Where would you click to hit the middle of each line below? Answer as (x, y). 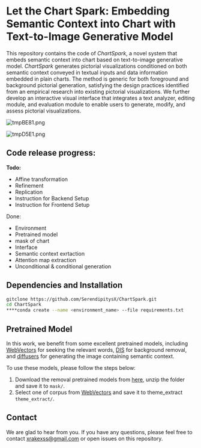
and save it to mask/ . (40, 386)
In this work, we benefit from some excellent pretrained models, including (97, 343)
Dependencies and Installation (64, 285)
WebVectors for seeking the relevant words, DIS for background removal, (97, 350)
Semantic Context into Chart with (91, 24)
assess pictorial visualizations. (44, 111)
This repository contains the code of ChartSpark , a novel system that (92, 53)
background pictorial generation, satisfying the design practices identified (97, 85)
